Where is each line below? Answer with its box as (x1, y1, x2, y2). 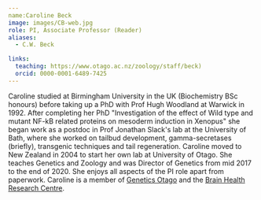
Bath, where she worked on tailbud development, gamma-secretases (8, 133, 232, 143)
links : (8, 55, 30, 63)
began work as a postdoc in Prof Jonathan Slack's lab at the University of (8, 124, 246, 134)
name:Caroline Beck (8, 11, 72, 20)
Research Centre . (8, 183, 65, 193)
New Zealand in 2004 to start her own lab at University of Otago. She (8, 150, 233, 159)
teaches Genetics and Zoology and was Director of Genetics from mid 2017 (8, 158, 252, 168)
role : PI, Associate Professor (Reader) (8, 26, 143, 34)
